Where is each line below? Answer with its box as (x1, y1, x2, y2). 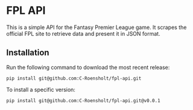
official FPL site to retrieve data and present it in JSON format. (6, 30, 161, 37)
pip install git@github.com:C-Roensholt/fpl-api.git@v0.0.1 (6, 97, 161, 103)
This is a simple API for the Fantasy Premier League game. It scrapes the (6, 24, 187, 31)
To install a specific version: (6, 86, 75, 93)
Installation (6, 48, 49, 58)
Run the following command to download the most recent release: (6, 63, 170, 71)
